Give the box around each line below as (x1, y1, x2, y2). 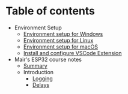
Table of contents (5, 4, 96, 18)
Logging (32, 75, 53, 82)
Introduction (23, 68, 54, 75)
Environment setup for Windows (23, 30, 103, 37)
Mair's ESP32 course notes (14, 56, 82, 63)
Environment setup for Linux (23, 37, 94, 44)
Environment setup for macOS (23, 43, 99, 50)
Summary (23, 62, 47, 69)
